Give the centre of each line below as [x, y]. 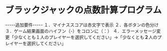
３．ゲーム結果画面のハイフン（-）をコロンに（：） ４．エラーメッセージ [81, 31]
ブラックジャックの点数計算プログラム [83, 10]
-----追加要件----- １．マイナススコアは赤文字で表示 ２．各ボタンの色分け [82, 25]
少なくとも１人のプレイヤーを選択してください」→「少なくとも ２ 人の [86, 37]
